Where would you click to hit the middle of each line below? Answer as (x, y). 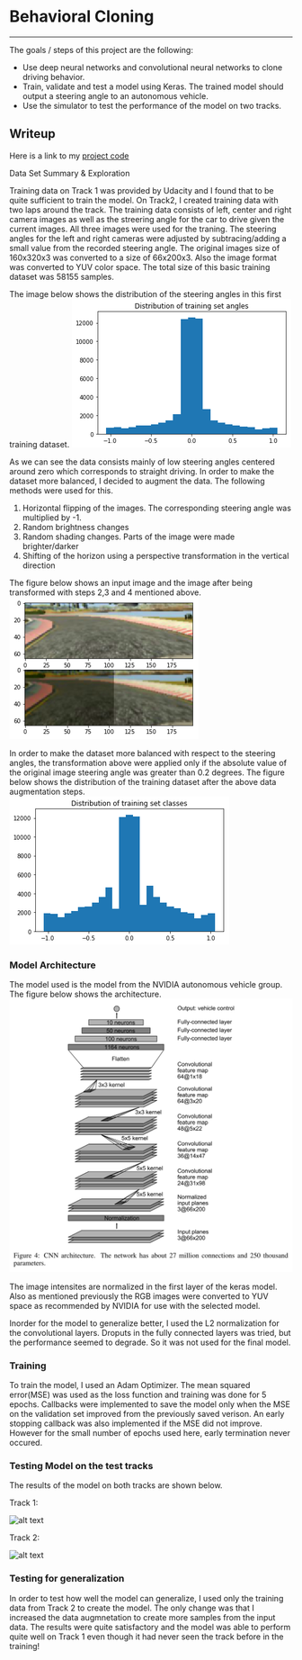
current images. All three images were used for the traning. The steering (143, 229)
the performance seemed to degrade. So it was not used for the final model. (150, 1342)
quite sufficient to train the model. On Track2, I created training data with (144, 200)
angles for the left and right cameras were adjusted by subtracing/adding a (148, 238)
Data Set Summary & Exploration (70, 173)
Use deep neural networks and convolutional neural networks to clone (152, 67)
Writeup (32, 134)
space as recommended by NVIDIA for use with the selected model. (135, 1305)
